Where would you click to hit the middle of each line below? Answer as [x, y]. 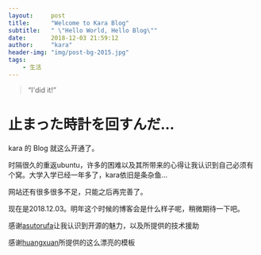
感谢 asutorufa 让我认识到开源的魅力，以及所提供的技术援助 [104, 225]
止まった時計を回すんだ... [91, 124]
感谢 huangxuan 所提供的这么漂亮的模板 [72, 242]
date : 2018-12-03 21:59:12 [63, 38]
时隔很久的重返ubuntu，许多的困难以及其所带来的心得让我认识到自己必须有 [131, 164]
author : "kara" [40, 45]
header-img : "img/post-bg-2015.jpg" [69, 52]
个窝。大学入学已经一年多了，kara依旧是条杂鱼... [88, 175]
